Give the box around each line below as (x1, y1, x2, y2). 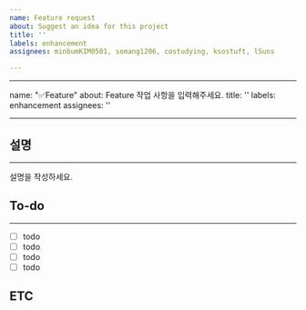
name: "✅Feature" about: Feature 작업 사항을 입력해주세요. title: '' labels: (9, 90, 276, 101)
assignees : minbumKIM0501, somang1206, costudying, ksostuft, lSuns (9, 47, 275, 56)
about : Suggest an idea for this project (9, 22, 169, 31)
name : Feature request (9, 13, 96, 23)
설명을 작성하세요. (9, 171, 74, 182)
